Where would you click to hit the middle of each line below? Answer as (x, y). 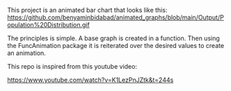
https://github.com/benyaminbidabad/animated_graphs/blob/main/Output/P (115, 17)
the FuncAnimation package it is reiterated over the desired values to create (116, 45)
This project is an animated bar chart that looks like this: (87, 10)
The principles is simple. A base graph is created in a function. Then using (114, 38)
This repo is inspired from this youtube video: (72, 66)
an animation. (27, 53)
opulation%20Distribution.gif (49, 25)
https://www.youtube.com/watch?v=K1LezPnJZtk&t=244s (90, 80)
